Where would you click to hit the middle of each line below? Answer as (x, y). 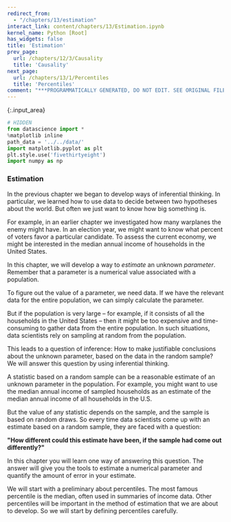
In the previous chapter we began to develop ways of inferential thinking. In (114, 194)
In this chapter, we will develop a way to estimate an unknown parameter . (111, 264)
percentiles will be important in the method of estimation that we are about (113, 503)
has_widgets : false (35, 39)
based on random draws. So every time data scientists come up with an (109, 419)
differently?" (26, 447)
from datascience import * (46, 129)
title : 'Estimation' (37, 46)
